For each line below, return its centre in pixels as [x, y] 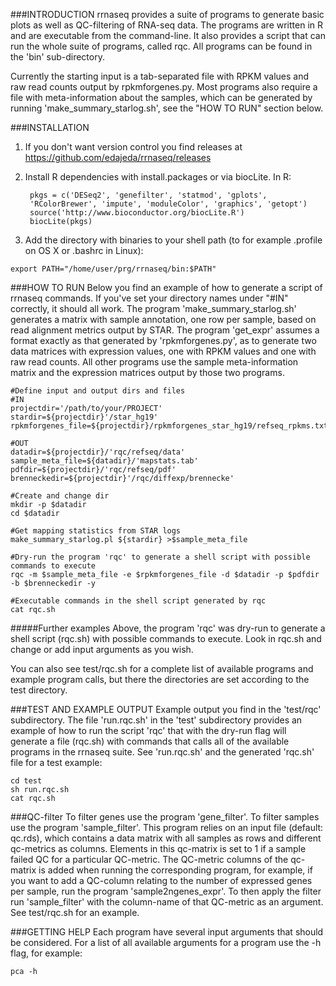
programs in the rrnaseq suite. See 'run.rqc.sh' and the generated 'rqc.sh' [162, 752]
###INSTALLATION [50, 127]
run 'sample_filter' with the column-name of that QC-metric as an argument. [167, 902]
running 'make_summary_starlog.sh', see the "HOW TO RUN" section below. [167, 108]
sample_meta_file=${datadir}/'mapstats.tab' [104, 461]
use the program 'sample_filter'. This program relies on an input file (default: [167, 827]
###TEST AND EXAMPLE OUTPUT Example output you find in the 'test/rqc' [166, 709]
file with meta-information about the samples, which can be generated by [161, 97]
